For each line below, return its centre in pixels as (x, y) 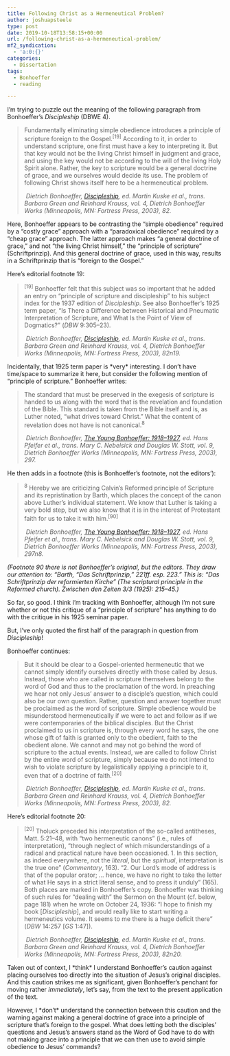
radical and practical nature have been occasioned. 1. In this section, (121, 853)
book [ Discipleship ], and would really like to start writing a (106, 911)
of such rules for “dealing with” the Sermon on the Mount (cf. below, (120, 897)
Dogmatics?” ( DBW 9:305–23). (67, 325)
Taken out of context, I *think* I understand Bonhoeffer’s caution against (110, 967)
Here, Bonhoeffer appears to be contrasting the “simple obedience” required (115, 224)
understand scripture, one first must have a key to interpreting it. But (121, 146)
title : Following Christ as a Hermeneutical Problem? (86, 13)
